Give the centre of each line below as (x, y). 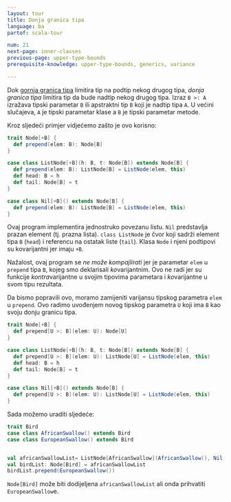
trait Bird (23, 427)
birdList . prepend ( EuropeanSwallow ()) (61, 471)
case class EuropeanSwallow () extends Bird (70, 439)
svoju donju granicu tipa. (42, 312)
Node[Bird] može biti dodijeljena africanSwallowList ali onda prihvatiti (106, 484)
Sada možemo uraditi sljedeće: (51, 414)
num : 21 (18, 45)
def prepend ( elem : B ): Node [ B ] (58, 144)
